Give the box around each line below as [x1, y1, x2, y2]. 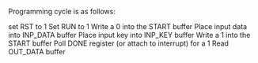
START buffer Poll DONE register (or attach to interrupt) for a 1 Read [8, 39, 230, 48]
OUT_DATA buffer [8, 47, 66, 56]
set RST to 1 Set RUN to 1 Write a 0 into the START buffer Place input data [8, 22, 248, 31]
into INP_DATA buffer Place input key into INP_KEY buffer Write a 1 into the [8, 31, 251, 39]
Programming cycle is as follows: [8, 7, 116, 16]
